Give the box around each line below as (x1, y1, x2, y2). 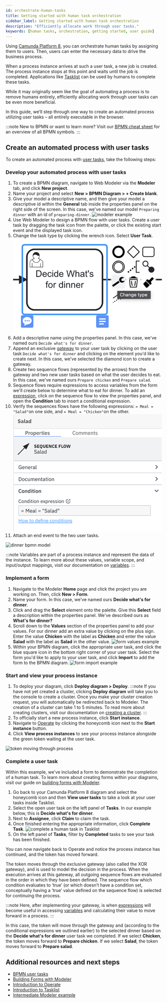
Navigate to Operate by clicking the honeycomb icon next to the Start (12, 720, 155, 726)
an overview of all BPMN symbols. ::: (5, 129, 81, 135)
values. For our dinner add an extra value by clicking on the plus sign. (12, 628, 155, 634)
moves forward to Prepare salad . (5, 944, 73, 949)
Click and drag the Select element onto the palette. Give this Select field (12, 607, 161, 613)
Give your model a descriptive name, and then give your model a (12, 196, 145, 202)
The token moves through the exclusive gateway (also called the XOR (5, 861, 148, 867)
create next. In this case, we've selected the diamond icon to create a (12, 356, 155, 362)
